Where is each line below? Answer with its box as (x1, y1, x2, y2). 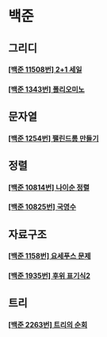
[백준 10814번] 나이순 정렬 (8, 182, 90, 192)
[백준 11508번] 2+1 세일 (8, 65, 82, 75)
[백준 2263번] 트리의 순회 (8, 320, 88, 329)
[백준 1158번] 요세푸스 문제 (8, 251, 91, 261)
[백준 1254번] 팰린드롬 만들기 (8, 133, 99, 143)
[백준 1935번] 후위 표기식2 (8, 270, 91, 280)
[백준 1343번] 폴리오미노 (8, 84, 85, 94)
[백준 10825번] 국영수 (8, 202, 77, 212)
